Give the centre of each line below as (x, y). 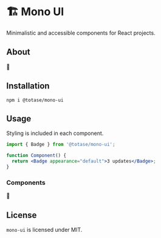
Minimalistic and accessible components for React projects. (81, 33)
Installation (28, 86)
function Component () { (36, 156)
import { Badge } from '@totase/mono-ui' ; (61, 145)
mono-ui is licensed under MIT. (44, 229)
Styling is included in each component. (55, 133)
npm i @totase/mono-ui (35, 100)
